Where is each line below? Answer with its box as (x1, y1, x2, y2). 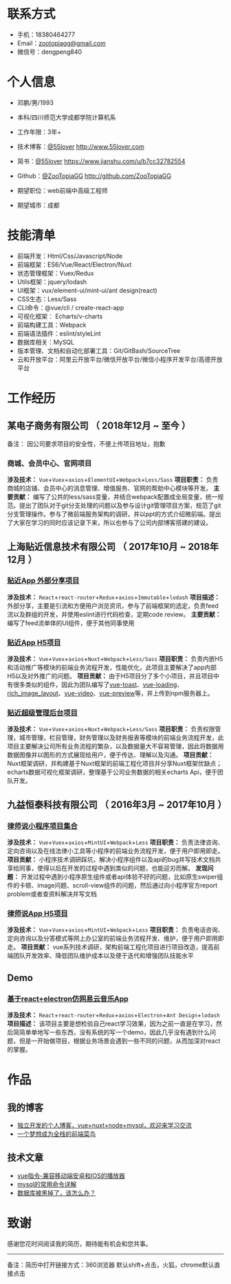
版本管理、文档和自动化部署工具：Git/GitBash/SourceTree (16, 346, 181, 355)
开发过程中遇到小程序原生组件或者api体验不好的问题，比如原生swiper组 (20, 873, 223, 881)
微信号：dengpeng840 (16, 48, 82, 56)
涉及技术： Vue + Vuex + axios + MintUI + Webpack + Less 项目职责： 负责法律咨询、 (7, 838, 224, 846)
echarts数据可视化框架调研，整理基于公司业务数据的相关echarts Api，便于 (7, 768, 218, 776)
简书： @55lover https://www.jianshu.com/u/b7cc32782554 (16, 156, 186, 165)
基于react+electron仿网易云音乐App (7, 994, 129, 1003)
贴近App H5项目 (7, 638, 61, 647)
